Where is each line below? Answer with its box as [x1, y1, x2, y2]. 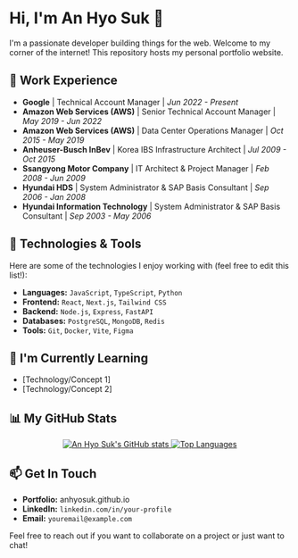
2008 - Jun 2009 [21, 172, 87, 183]
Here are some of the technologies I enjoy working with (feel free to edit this [9, 260, 290, 271]
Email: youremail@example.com [21, 513, 132, 523]
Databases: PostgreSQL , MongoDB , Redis [21, 315, 165, 326]
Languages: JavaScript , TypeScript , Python [21, 287, 183, 297]
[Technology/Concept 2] [21, 384, 113, 395]
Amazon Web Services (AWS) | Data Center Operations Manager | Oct [21, 125, 284, 136]
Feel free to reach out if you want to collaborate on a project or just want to [9, 530, 286, 541]
